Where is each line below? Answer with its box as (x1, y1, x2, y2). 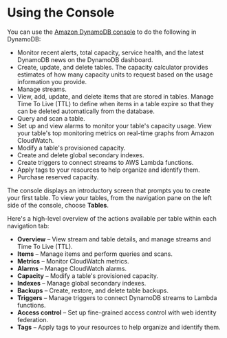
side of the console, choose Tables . (7, 201, 109, 209)
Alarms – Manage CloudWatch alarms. (17, 264, 127, 272)
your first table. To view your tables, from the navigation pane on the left (7, 193, 212, 201)
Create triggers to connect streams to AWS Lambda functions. (17, 158, 194, 166)
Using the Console (7, 5, 115, 21)
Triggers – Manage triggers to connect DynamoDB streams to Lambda (17, 293, 217, 301)
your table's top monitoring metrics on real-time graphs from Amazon (17, 129, 215, 137)
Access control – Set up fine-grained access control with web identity (17, 308, 217, 317)
